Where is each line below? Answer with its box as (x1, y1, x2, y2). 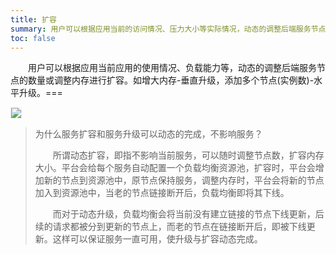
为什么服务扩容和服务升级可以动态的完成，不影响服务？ (34, 128, 263, 140)
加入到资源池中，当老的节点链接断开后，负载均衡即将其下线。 (34, 187, 290, 199)
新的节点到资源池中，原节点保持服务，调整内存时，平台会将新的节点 (43, 174, 325, 186)
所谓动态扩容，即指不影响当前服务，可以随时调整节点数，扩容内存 (52, 149, 325, 161)
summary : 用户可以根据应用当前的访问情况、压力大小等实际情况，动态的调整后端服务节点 (10, 24, 327, 34)
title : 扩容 (10, 14, 57, 25)
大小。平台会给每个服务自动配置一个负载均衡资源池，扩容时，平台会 (34, 162, 316, 174)
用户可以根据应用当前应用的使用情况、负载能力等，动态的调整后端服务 (28, 62, 317, 74)
